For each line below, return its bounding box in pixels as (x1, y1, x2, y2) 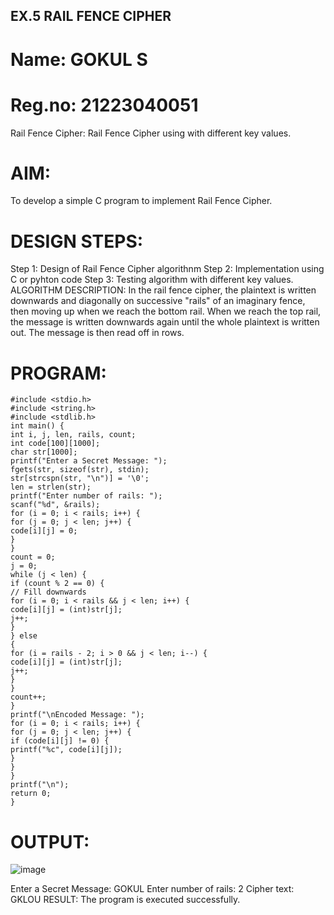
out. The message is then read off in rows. (10, 327, 185, 339)
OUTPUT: (10, 830, 90, 853)
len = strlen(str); (10, 482, 92, 493)
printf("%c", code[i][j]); (10, 745, 123, 755)
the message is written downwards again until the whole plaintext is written (10, 316, 320, 328)
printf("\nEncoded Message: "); (10, 710, 145, 720)
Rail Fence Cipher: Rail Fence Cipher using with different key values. (10, 127, 292, 139)
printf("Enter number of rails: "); (10, 491, 163, 501)
